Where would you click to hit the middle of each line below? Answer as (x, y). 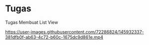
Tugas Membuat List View (32, 22)
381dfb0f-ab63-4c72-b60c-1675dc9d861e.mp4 (54, 37)
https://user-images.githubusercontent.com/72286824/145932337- (74, 32)
